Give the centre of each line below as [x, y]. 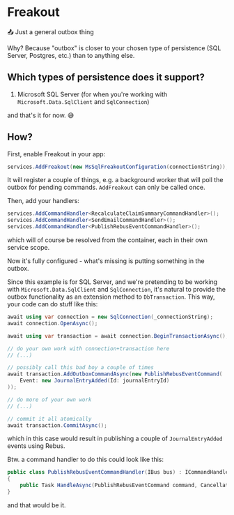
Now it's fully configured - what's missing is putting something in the [106, 261]
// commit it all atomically [49, 419]
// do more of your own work [49, 400]
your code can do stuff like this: [53, 304]
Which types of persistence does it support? [106, 77]
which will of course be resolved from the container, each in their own [107, 240]
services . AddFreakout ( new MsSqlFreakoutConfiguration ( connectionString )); [118, 167]
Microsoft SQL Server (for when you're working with [92, 94]
